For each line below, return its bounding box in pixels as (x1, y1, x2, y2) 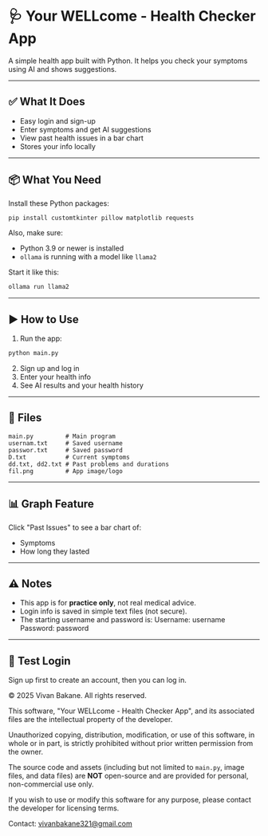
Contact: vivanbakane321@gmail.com (8, 819, 133, 829)
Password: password (19, 624, 89, 633)
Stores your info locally (19, 141, 96, 151)
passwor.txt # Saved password (8, 446, 124, 454)
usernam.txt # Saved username (8, 439, 124, 448)
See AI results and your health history (19, 381, 144, 390)
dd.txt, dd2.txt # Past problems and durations (8, 460, 170, 468)
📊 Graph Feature (8, 497, 94, 511)
